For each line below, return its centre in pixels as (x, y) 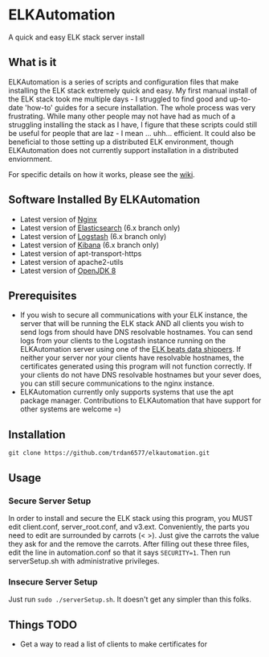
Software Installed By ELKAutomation (104, 200)
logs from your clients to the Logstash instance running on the (123, 341)
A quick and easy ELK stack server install (76, 37)
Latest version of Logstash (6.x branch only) (93, 236)
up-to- (240, 99)
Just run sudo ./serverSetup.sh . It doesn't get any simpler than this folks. (130, 599)
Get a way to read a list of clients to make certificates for (114, 644)
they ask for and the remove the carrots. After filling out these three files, (129, 543)
